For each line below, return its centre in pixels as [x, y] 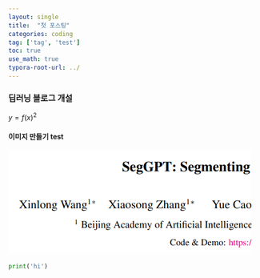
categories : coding [41, 34]
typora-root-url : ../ [44, 68]
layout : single [34, 17]
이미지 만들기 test [36, 137]
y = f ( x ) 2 [23, 117]
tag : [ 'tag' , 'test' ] [44, 42]
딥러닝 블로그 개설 [41, 98]
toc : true [25, 51]
